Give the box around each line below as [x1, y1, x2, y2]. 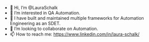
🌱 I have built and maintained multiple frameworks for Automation [9, 15, 144, 21]
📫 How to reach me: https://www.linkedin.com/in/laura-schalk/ [9, 31, 140, 37]
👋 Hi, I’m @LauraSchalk [9, 5, 58, 10]
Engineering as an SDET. [9, 20, 61, 26]
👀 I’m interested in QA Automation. [9, 10, 80, 16]
